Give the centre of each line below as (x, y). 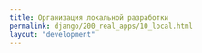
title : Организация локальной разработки (89, 18)
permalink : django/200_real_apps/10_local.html (101, 26)
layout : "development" (52, 34)
